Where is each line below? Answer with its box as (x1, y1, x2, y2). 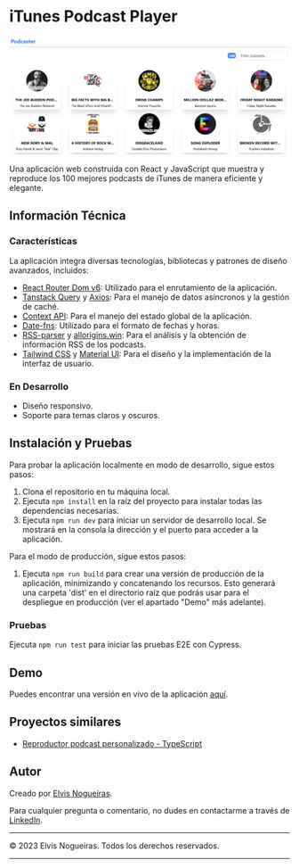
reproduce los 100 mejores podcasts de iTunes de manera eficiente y (9, 173, 263, 184)
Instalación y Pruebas (9, 435, 133, 451)
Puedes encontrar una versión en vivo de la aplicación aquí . (9, 689, 229, 699)
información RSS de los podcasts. (21, 339, 147, 350)
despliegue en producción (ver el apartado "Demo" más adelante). (21, 596, 267, 608)
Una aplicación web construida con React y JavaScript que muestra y (9, 163, 265, 175)
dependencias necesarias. (21, 505, 120, 516)
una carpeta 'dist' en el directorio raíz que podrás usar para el (21, 587, 249, 598)
